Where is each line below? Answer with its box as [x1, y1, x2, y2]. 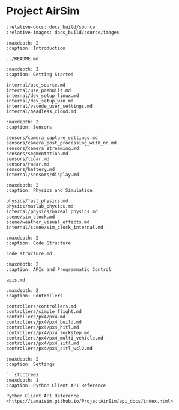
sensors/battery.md [6, 166, 55, 172]
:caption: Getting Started [6, 71, 74, 78]
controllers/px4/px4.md [6, 314, 66, 320]
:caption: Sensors [6, 124, 52, 130]
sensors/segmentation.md [6, 151, 68, 157]
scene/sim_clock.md [6, 214, 55, 220]
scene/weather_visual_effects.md [6, 219, 90, 225]
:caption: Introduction [6, 45, 66, 51]
